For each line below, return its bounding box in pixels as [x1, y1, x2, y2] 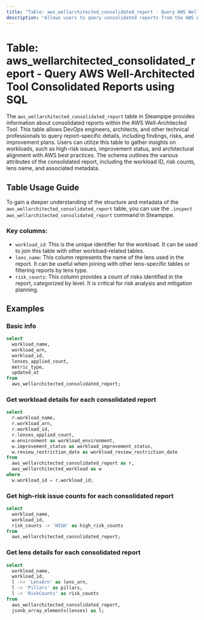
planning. [15, 286, 39, 293]
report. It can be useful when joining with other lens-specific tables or [15, 260, 190, 267]
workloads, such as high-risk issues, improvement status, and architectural [6, 145, 194, 152]
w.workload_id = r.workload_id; [12, 477, 94, 483]
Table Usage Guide [6, 182, 80, 193]
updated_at [12, 369, 39, 376]
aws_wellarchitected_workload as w [12, 466, 102, 472]
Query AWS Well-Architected [44, 66, 195, 80]
